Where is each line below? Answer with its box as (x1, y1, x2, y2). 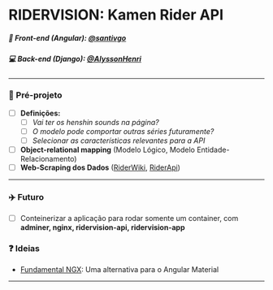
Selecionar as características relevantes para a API (32, 136, 206, 145)
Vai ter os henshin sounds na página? (32, 117, 160, 127)
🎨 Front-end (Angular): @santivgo (8, 32, 127, 42)
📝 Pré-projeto (8, 89, 63, 101)
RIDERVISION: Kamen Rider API (8, 6, 224, 24)
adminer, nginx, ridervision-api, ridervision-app (19, 222, 185, 232)
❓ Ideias (8, 243, 41, 254)
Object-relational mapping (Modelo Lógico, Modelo (19, 145, 195, 155)
